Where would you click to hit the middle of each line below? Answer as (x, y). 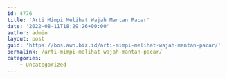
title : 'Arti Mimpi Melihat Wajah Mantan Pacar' (79, 20)
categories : (24, 58)
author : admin (28, 33)
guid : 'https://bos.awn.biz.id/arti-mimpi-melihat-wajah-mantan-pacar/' (114, 45)
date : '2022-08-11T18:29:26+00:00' (58, 26)
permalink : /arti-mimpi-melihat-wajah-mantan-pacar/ (85, 52)
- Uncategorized (43, 65)
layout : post (26, 39)
